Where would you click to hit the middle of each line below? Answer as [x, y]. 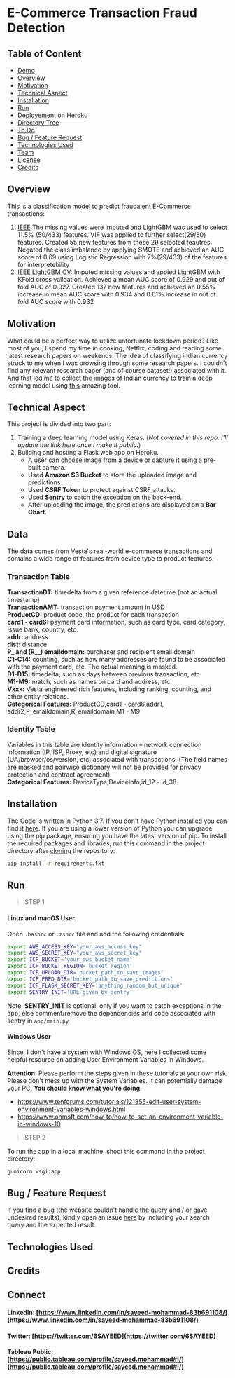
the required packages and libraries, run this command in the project [106, 843]
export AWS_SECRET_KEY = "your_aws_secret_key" [74, 953]
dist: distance [27, 644]
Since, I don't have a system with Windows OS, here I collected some [107, 1052]
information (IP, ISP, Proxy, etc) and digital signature [82, 752]
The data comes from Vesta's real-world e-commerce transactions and [110, 551]
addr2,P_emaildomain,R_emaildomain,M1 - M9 [74, 711]
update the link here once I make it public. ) [79, 445]
